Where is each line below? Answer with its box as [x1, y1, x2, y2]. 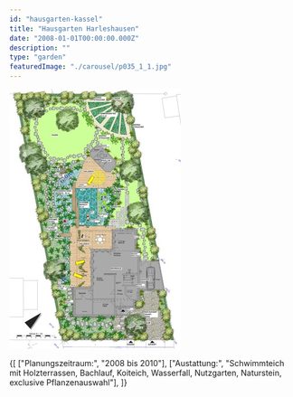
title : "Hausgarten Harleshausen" [9, 24, 140, 33]
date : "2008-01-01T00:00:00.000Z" [9, 33, 140, 43]
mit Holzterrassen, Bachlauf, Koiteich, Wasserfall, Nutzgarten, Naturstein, [9, 367, 282, 378]
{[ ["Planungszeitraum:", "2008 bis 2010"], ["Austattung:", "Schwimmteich [9, 358, 285, 368]
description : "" [9, 43, 71, 52]
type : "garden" [9, 52, 67, 62]
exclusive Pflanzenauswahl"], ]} [9, 377, 128, 388]
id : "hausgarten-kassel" [9, 14, 103, 24]
